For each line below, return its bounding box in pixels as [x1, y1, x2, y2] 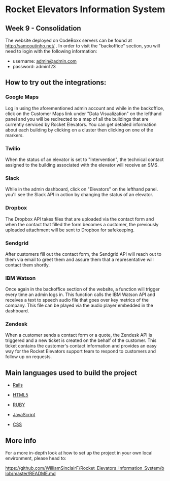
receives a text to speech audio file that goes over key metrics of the [5, 297, 149, 303]
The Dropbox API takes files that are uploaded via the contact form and [5, 216, 154, 222]
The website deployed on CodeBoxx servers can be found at [5, 37, 132, 43]
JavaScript [12, 412, 36, 418]
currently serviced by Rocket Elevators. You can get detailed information [5, 121, 157, 127]
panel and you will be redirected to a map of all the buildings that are [5, 116, 149, 122]
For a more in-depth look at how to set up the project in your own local [5, 450, 153, 456]
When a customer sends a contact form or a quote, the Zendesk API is [5, 332, 152, 338]
